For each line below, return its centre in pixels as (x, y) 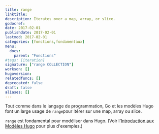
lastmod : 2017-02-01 (26, 37)
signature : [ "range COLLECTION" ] (39, 65)
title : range (18, 10)
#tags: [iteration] (25, 60)
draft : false (18, 87)
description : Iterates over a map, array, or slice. (60, 19)
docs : (15, 51)
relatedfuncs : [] (23, 78)
